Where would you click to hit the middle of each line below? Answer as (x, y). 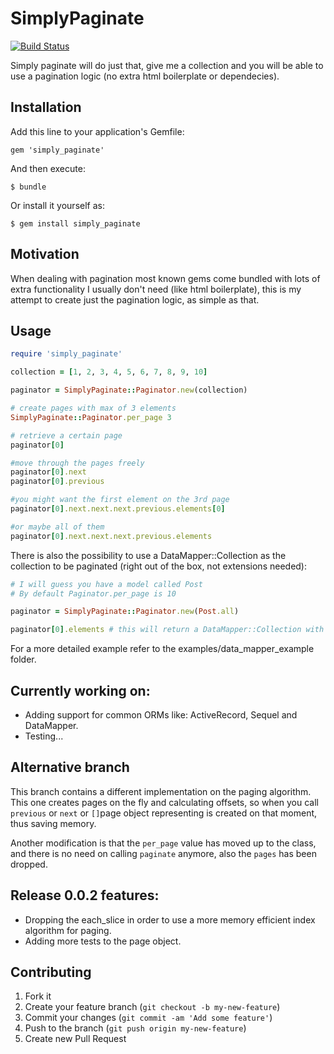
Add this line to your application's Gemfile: (97, 131)
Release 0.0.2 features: (85, 895)
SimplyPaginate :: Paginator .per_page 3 (91, 417)
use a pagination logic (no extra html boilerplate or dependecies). (145, 76)
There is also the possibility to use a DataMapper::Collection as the (148, 555)
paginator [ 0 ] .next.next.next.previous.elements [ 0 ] (118, 509)
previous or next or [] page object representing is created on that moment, (164, 813)
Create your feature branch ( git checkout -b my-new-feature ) (152, 1007)
